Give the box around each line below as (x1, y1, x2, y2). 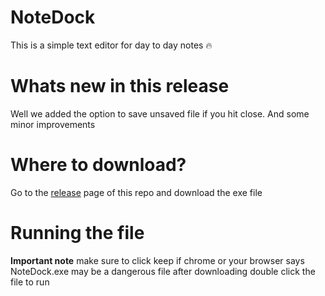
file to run (10, 276, 50, 288)
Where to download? (10, 154, 187, 176)
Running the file (10, 222, 145, 244)
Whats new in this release (10, 75, 230, 98)
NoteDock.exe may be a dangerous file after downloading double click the (10, 265, 316, 277)
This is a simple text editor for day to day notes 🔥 (10, 39, 213, 51)
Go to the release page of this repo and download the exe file (10, 186, 263, 198)
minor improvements (10, 118, 96, 130)
